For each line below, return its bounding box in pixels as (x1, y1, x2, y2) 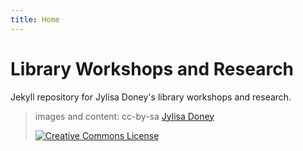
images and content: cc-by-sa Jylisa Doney (34, 110, 215, 122)
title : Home (10, 14, 60, 25)
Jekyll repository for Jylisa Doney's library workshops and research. (10, 91, 292, 103)
